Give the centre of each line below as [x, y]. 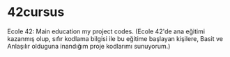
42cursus [36, 12]
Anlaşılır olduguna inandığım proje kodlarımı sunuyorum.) [89, 46]
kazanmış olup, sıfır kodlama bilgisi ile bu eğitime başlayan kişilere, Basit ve [115, 38]
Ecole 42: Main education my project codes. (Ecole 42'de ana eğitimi [106, 31]
